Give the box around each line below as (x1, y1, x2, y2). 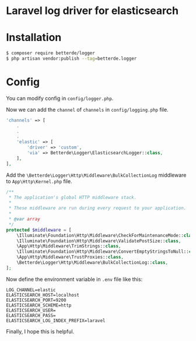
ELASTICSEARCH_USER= (6, 307, 57, 314)
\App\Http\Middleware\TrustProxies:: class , (16, 254, 124, 260)
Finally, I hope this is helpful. (6, 328, 75, 335)
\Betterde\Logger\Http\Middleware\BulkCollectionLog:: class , (16, 260, 168, 266)
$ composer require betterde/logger (6, 50, 95, 56)
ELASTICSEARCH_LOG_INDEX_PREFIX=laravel (6, 318, 106, 323)
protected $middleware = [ (6, 227, 72, 233)
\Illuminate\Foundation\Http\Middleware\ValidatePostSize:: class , (16, 238, 181, 244)
